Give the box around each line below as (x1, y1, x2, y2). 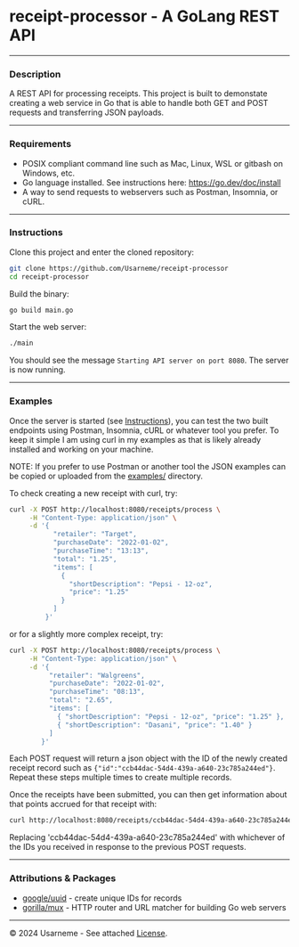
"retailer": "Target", (53, 530, 138, 539)
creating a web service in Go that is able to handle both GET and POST (9, 98, 269, 109)
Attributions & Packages (9, 872, 117, 885)
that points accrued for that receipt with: (9, 799, 158, 810)
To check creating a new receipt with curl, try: (9, 487, 178, 498)
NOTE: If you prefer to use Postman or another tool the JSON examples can (9, 461, 287, 471)
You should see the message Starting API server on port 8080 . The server (9, 355, 289, 366)
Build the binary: (9, 288, 69, 299)
